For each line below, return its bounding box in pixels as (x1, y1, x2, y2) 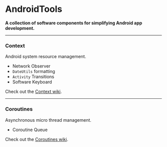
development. (5, 25, 35, 31)
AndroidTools (5, 3, 63, 15)
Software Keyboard (12, 79, 52, 85)
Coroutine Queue (12, 127, 48, 133)
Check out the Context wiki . (5, 88, 62, 95)
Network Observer (12, 63, 51, 69)
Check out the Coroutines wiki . (5, 136, 69, 142)
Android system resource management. (5, 54, 86, 60)
